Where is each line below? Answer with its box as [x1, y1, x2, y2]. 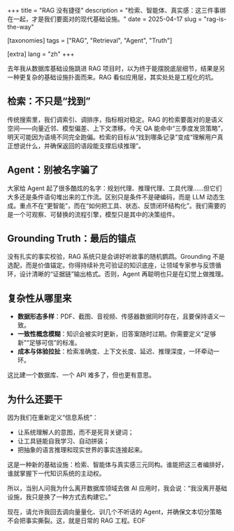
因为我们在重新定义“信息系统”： [7, 413, 99, 422]
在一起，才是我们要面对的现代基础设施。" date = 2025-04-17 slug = [7, 15, 203, 23]
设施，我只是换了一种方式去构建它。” [7, 493, 112, 502]
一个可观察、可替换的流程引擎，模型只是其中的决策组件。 [13, 210, 179, 218]
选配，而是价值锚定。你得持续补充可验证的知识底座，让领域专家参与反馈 [7, 261, 215, 269]
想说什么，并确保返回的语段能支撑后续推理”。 [13, 141, 145, 150]
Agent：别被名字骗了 [7, 164, 99, 176]
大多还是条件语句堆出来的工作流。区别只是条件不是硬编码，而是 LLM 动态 [7, 192, 219, 201]
